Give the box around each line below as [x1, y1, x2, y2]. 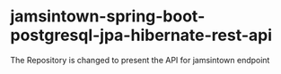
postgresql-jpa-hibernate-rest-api [10, 25, 273, 45]
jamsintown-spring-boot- [10, 6, 206, 27]
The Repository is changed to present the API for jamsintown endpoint [10, 54, 270, 65]
